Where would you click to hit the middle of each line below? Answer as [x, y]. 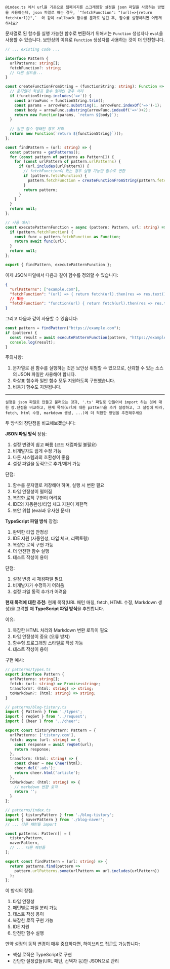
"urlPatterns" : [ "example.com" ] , [45, 289]
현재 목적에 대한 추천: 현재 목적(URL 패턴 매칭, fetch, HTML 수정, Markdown [81, 603]
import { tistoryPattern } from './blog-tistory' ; [60, 815]
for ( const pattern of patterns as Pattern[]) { [62, 157]
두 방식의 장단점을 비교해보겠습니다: [40, 423]
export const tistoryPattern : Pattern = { [51, 730]
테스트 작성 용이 [28, 914]
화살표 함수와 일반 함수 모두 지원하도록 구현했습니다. [64, 381]
